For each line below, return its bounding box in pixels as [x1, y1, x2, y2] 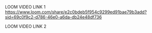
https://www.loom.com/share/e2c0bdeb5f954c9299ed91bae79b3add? [5, 9, 147, 15]
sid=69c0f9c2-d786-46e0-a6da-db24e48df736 [5, 14, 102, 20]
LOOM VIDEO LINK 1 [5, 4, 46, 10]
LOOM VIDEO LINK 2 [5, 23, 47, 29]
